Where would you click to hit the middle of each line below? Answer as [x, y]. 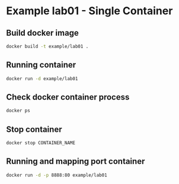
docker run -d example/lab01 [42, 78]
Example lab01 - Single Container [89, 11]
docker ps [18, 111]
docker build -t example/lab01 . [47, 46]
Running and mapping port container [76, 161]
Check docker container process [68, 97]
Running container [41, 65]
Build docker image [42, 33]
